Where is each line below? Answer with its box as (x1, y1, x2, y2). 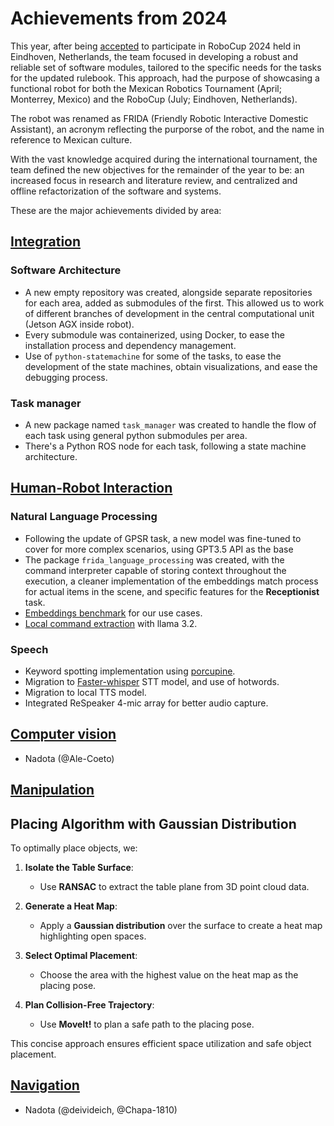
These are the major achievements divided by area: (10, 204, 222, 216)
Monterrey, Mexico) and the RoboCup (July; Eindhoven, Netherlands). (10, 93, 298, 105)
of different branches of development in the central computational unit (24, 307, 315, 319)
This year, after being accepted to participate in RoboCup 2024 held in (10, 40, 301, 52)
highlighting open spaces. (39, 930, 147, 942)
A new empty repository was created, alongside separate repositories (24, 286, 313, 298)
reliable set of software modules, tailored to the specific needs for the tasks (10, 61, 322, 73)
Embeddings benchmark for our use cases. (24, 607, 203, 619)
